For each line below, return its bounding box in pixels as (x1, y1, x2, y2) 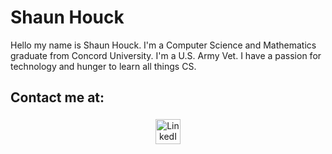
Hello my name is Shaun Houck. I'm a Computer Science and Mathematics (10, 39, 317, 51)
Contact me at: (10, 89, 105, 106)
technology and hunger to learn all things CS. (10, 60, 197, 72)
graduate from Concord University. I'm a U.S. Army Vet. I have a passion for (10, 49, 322, 61)
